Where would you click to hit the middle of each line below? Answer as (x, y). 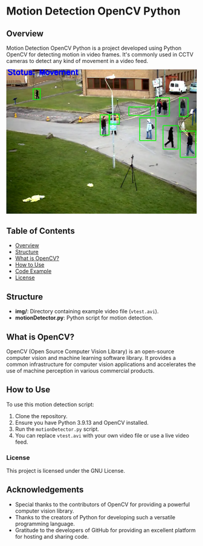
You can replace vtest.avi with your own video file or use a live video (102, 435)
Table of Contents (41, 231)
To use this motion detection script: (50, 404)
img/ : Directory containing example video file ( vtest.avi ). (87, 311)
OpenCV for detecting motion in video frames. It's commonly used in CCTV (100, 55)
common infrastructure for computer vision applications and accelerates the (101, 364)
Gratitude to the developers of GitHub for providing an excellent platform (105, 530)
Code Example (33, 271)
